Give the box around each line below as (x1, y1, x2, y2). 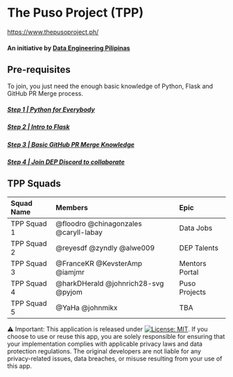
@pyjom (55, 287, 83, 297)
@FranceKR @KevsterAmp (55, 258, 143, 268)
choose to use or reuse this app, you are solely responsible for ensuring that (7, 332, 225, 340)
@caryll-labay (55, 227, 103, 237)
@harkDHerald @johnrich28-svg (55, 279, 164, 288)
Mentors (179, 258, 207, 268)
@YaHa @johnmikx (55, 303, 118, 313)
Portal (179, 267, 199, 277)
